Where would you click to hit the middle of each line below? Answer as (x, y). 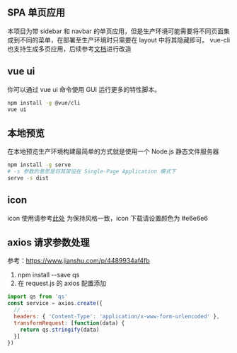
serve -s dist (28, 178)
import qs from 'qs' (38, 297)
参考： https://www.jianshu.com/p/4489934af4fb (79, 261)
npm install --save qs (48, 275)
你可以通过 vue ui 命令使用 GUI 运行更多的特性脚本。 (84, 89)
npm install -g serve (39, 165)
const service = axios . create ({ (55, 303)
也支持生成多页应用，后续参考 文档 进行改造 (69, 49)
